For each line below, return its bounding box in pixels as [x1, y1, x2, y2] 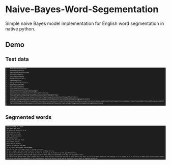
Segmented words [5, 114, 52, 121]
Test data [5, 56, 29, 63]
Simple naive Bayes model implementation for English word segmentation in [5, 20, 164, 26]
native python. [5, 25, 36, 31]
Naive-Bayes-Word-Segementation [5, 4, 159, 15]
